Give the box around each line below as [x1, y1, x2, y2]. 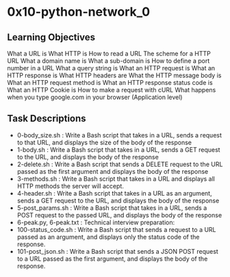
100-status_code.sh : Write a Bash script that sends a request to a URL [16, 225, 217, 233]
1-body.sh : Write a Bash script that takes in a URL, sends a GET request [16, 145, 220, 154]
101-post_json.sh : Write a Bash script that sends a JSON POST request [16, 247, 219, 255]
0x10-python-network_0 [7, 4, 151, 20]
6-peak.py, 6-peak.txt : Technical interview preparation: [16, 218, 175, 226]
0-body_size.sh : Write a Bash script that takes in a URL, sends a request [16, 131, 222, 139]
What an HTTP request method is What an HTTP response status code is [7, 79, 214, 86]
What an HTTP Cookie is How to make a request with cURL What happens [7, 86, 216, 94]
